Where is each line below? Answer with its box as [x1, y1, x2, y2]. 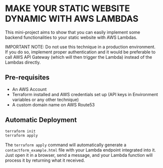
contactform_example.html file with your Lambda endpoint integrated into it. [5, 147, 156, 153]
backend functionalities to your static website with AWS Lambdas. [5, 34, 138, 40]
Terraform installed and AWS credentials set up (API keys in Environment [12, 91, 158, 97]
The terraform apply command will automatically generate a [5, 142, 127, 148]
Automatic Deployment [5, 116, 77, 124]
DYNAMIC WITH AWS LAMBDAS [5, 13, 139, 24]
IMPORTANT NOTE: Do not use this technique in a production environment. [5, 44, 156, 50]
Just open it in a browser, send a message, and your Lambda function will [5, 152, 153, 158]
